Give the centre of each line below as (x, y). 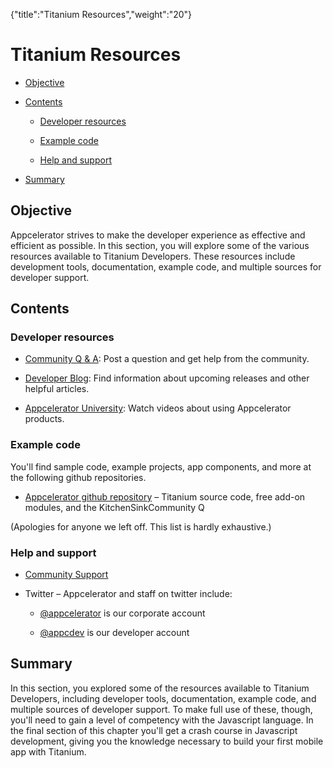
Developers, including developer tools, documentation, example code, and (163, 698)
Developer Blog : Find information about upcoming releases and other (167, 378)
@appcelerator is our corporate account (122, 613)
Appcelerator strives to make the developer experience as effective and (158, 235)
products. (44, 419)
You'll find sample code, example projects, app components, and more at (161, 466)
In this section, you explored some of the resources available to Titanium (160, 688)
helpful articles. (57, 389)
